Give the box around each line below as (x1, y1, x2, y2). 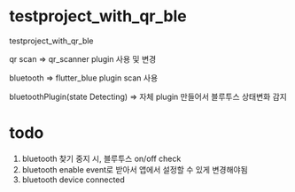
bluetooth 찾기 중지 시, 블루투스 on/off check (21, 153, 182, 164)
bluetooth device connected (21, 174, 126, 185)
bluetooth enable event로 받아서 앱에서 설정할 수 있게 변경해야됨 (21, 164, 248, 174)
